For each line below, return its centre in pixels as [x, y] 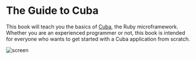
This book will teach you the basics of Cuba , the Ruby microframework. [92, 27]
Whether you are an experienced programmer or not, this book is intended [96, 32]
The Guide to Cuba [52, 11]
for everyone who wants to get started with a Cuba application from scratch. [98, 39]
